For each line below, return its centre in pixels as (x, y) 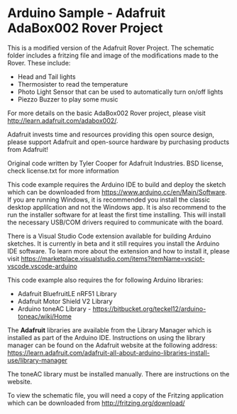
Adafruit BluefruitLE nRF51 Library (67, 293)
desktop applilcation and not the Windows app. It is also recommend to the (117, 207)
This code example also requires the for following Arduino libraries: (105, 280)
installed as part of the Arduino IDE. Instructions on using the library (106, 337)
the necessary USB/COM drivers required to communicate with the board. (115, 222)
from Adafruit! (28, 149)
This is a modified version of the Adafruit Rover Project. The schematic (111, 48)
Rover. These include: (39, 62)
